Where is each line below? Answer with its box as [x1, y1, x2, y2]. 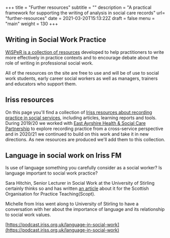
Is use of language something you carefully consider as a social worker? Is [5, 165, 162, 171]
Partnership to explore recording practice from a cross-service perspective [5, 125, 163, 132]
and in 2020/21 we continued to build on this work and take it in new [5, 131, 149, 137]
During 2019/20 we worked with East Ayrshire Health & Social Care [5, 120, 146, 126]
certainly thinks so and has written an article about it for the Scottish [5, 185, 149, 191]
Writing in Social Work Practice [5, 35, 106, 44]
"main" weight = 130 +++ [5, 20, 59, 27]
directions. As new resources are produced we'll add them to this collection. [5, 136, 165, 142]
